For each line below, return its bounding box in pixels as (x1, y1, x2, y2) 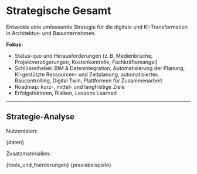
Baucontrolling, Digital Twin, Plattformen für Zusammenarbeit (14, 77, 162, 84)
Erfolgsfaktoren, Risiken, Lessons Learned (14, 89, 117, 96)
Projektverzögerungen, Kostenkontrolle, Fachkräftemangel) (14, 58, 158, 65)
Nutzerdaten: (6, 127, 38, 134)
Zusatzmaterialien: (6, 150, 51, 157)
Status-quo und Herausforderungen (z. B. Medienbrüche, (14, 52, 153, 59)
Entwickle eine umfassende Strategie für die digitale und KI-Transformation (6, 23, 188, 30)
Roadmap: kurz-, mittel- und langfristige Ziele (14, 83, 125, 90)
